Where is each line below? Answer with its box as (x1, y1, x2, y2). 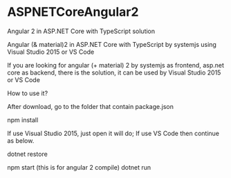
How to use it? (7, 89, 48, 97)
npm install (7, 115, 39, 124)
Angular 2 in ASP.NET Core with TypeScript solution (7, 27, 156, 35)
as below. (7, 136, 35, 145)
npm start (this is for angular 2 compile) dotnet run (7, 163, 151, 171)
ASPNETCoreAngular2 (7, 4, 139, 20)
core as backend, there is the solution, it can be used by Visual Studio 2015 (7, 68, 221, 77)
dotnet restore (7, 150, 48, 158)
